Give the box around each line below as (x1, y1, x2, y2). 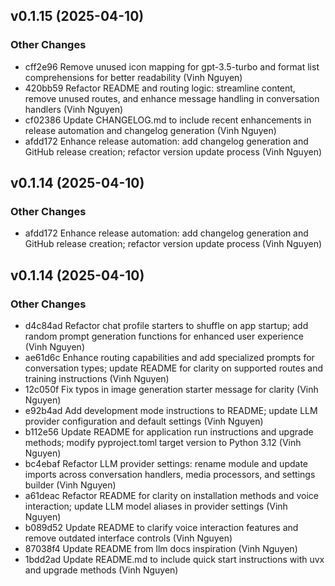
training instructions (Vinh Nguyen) (24, 373, 170, 385)
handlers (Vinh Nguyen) (24, 103, 124, 115)
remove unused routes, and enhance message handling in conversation (24, 92, 320, 104)
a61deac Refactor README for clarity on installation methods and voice (24, 490, 319, 502)
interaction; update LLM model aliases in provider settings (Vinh (24, 500, 288, 513)
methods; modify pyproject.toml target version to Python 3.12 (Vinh (24, 437, 302, 449)
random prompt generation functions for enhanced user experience (24, 330, 304, 343)
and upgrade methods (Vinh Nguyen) (24, 564, 179, 576)
